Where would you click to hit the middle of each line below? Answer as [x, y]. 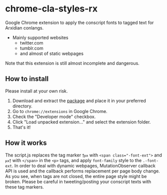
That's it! [21, 127]
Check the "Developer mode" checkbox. [54, 116]
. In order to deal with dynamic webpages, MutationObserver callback [84, 165]
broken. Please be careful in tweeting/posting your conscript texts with [78, 181]
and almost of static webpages [52, 53]
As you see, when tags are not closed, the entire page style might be [76, 176]
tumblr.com [31, 48]
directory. [22, 106]
